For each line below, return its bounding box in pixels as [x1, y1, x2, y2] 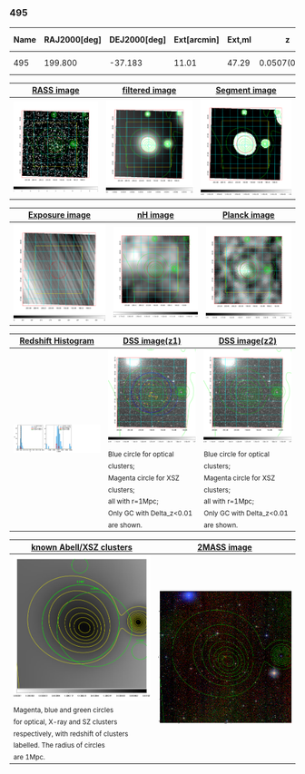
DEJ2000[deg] [108, 34, 166, 45]
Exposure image [27, 210, 91, 220]
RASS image [31, 84, 80, 96]
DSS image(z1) [123, 336, 182, 347]
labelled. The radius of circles [13, 741, 106, 750]
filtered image [122, 84, 177, 96]
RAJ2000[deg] [44, 34, 102, 45]
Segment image [215, 84, 277, 96]
